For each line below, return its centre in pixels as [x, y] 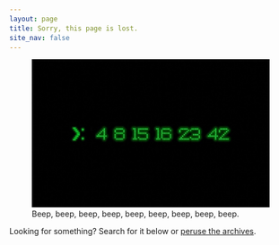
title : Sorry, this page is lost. [74, 28]
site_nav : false [39, 38]
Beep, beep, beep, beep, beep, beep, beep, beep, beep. [135, 214]
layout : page [34, 19]
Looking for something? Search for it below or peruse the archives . [133, 232]
